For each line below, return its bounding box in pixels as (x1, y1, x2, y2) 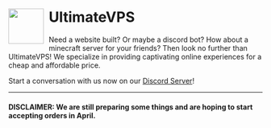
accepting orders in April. (8, 110, 96, 120)
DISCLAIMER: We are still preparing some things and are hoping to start (8, 101, 253, 112)
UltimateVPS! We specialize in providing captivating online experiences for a (8, 52, 262, 61)
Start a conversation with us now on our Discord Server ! (8, 76, 195, 85)
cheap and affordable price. (8, 60, 101, 70)
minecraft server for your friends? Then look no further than (48, 43, 248, 52)
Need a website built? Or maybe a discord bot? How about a (48, 35, 248, 44)
